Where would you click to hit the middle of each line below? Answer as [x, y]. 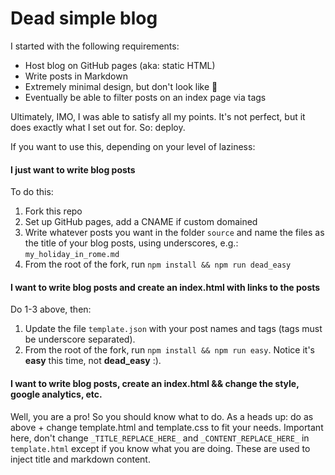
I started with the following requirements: [95, 46]
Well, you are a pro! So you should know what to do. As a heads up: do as [162, 416]
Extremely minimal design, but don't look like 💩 [121, 86]
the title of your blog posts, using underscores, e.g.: [131, 243]
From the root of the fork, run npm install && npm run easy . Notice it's [169, 350]
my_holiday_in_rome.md [72, 255]
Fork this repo [53, 211]
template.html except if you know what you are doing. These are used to [160, 448]
